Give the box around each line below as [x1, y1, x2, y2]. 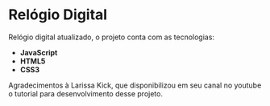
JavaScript [19, 47, 58, 57]
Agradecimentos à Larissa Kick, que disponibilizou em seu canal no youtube [8, 80, 262, 90]
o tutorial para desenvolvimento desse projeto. [8, 88, 164, 98]
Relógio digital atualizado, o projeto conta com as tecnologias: [8, 32, 215, 42]
